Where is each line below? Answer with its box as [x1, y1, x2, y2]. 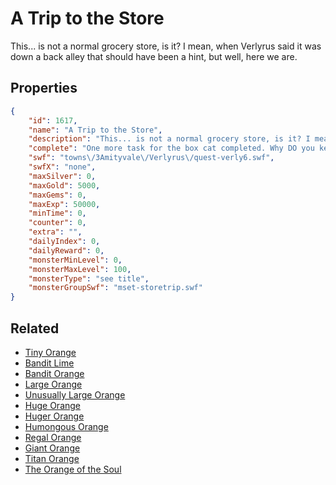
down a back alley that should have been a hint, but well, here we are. [10, 50, 298, 62]
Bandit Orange [24, 367, 85, 379]
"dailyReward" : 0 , [28, 245, 105, 256]
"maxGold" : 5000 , [28, 180, 101, 191]
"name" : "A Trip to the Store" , [28, 125, 163, 135]
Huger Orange [24, 410, 85, 422]
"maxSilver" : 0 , [28, 171, 97, 181]
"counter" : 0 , [28, 218, 87, 228]
